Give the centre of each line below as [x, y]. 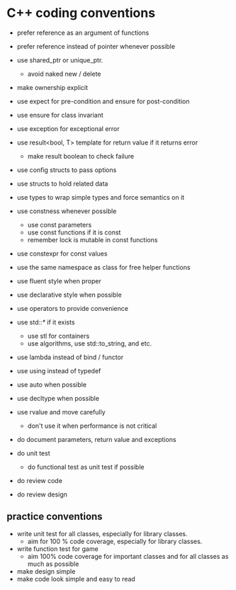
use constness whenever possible [67, 211]
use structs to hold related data [62, 183]
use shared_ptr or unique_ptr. [60, 60]
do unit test [33, 453]
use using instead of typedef [59, 370]
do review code [40, 480]
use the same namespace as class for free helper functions [103, 267]
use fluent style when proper [59, 280]
